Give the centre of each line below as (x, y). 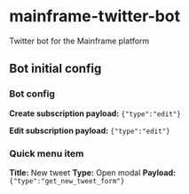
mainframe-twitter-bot (94, 16)
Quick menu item (47, 153)
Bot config (32, 94)
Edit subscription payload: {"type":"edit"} (90, 130)
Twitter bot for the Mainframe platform (79, 41)
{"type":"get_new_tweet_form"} (67, 181)
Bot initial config (55, 69)
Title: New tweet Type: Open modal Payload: (92, 172)
